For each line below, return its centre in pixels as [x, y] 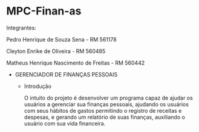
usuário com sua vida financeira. [65, 123]
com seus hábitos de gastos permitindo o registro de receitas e [103, 110]
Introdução [38, 86]
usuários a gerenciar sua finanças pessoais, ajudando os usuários [106, 104]
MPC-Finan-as [44, 11]
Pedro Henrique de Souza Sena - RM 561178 [61, 39]
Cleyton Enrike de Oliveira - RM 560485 [56, 51]
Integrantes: [21, 28]
